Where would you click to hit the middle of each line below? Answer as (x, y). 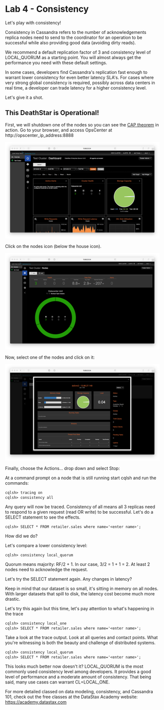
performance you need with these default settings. (56, 62)
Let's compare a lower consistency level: (46, 545)
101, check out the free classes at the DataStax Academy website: (71, 697)
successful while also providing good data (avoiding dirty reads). (70, 42)
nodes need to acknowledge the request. (47, 569)
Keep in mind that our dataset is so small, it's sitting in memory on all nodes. (82, 588)
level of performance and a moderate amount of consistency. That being (78, 677)
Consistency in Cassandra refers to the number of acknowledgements (76, 32)
